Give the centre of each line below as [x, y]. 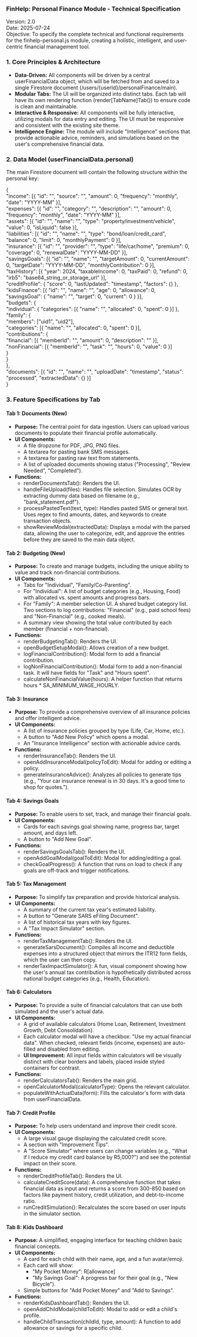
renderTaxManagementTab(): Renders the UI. [78, 941]
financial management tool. [57, 47]
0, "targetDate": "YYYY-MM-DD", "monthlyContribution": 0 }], [81, 265]
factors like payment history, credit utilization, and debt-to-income [103, 1195]
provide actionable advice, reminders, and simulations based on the [97, 138]
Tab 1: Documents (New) [37, 413]
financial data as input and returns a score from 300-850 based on [104, 1189]
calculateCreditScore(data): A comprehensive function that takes [102, 1182]
